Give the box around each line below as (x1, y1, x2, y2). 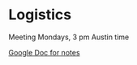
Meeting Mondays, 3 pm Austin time (8, 32, 130, 42)
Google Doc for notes (8, 47, 80, 57)
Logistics (8, 6, 71, 24)
